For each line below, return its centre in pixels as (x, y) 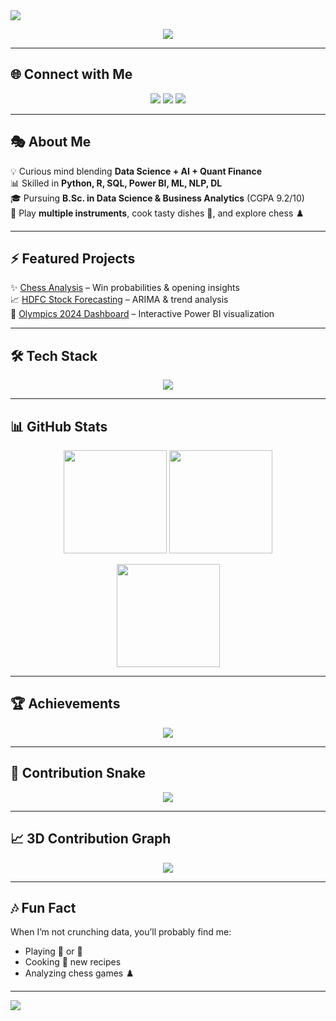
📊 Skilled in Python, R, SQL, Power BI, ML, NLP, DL (116, 183)
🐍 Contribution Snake (78, 773)
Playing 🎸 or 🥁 (53, 951)
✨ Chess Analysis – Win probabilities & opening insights (125, 288)
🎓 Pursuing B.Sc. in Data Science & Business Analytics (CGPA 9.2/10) (157, 198)
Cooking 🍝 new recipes (73, 962)
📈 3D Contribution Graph (91, 839)
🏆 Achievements (65, 704)
